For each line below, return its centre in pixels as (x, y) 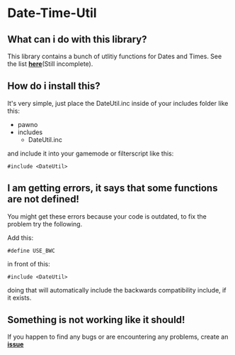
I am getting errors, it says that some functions (113, 189)
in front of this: (29, 263)
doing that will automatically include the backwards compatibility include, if (117, 290)
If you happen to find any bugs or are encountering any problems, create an (118, 337)
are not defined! (44, 199)
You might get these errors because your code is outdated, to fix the (107, 216)
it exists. (19, 297)
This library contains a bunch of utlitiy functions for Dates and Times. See (115, 56)
